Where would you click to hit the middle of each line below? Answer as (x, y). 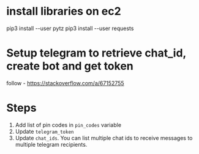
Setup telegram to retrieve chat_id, (96, 53)
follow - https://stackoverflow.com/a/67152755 (65, 83)
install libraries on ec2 (64, 11)
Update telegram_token (44, 131)
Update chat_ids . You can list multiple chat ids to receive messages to (104, 138)
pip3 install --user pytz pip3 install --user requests (70, 28)
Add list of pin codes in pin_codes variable (68, 125)
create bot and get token (70, 66)
